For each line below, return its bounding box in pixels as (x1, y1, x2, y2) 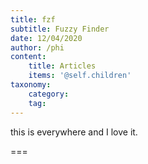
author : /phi (10, 42, 65, 53)
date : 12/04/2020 (10, 33, 83, 43)
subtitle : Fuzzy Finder (10, 24, 110, 34)
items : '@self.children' (28, 71, 132, 81)
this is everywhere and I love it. (10, 126, 138, 138)
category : (28, 89, 70, 99)
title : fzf (10, 14, 56, 25)
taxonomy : (10, 80, 52, 90)
